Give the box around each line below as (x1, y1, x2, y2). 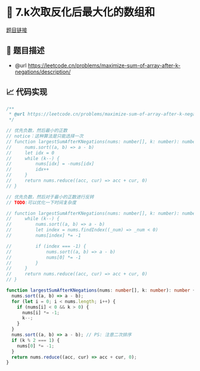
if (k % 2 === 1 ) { (11, 337, 60, 344)
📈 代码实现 (6, 87, 48, 97)
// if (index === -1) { (6, 243, 86, 249)
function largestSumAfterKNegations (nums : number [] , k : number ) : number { (6, 287, 196, 293)
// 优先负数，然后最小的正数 (6, 128, 68, 134)
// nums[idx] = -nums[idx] (6, 161, 95, 167)
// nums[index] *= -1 (6, 232, 82, 239)
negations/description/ (14, 68, 71, 75)
